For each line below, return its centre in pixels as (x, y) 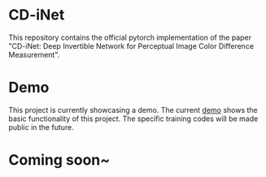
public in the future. (41, 127)
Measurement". (34, 54)
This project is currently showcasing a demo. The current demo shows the (133, 110)
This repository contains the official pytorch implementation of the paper (130, 37)
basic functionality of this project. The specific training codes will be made (133, 119)
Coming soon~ (59, 160)
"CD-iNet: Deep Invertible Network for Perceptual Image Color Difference (131, 45)
